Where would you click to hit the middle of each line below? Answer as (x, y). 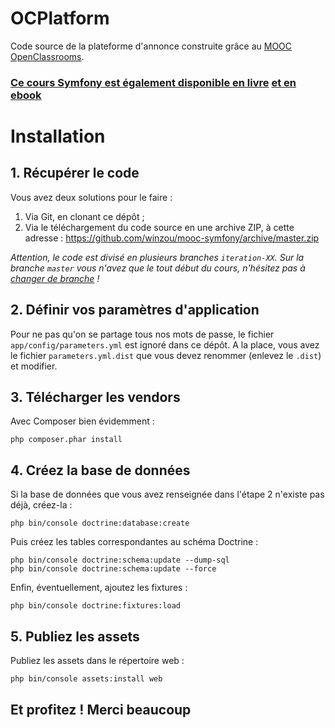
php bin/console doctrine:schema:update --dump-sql (120, 560)
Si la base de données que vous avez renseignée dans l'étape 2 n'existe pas (167, 494)
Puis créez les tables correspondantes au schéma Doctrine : (134, 542)
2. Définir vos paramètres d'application (135, 310)
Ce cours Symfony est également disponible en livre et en (153, 82)
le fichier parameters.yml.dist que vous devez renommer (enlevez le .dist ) (166, 355)
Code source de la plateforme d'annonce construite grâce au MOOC (151, 46)
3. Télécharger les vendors (95, 397)
